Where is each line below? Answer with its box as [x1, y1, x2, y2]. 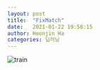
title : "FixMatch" [7, 17, 65, 24]
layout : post [7, 10, 46, 17]
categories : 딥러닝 [7, 36, 60, 43]
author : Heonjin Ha [7, 29, 65, 37]
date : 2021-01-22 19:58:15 [7, 23, 93, 30]
